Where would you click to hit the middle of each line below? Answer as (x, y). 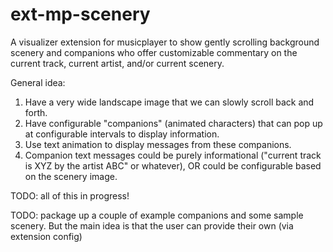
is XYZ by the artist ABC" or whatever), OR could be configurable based (173, 165)
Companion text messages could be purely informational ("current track (173, 155)
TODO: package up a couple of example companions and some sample (157, 215)
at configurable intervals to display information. (122, 134)
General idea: (38, 82)
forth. (36, 112)
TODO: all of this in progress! (70, 195)
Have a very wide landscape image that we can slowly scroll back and (169, 102)
